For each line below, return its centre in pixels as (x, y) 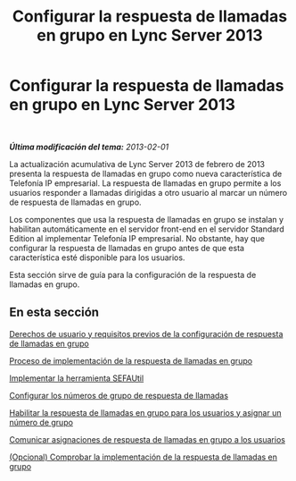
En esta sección (54, 312)
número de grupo (41, 422)
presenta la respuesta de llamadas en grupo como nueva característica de (146, 173)
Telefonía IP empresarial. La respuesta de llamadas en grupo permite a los (145, 183)
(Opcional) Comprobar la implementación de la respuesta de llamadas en (144, 457)
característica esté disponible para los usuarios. (97, 257)
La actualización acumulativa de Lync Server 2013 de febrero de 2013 (137, 164)
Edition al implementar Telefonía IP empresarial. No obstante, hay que (137, 238)
